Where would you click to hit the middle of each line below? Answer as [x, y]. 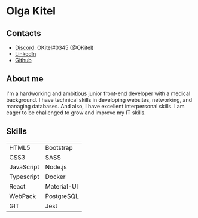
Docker [55, 177]
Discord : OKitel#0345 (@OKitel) [54, 47]
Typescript [25, 177]
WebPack [23, 196]
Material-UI [62, 186]
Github [23, 60]
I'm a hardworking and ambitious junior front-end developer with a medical [98, 93]
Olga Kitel [31, 11]
